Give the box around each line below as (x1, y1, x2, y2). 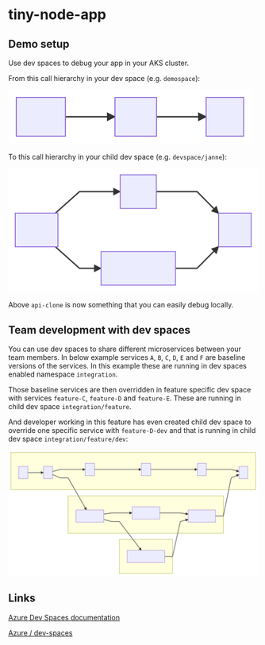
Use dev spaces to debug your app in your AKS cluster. (8, 58, 189, 68)
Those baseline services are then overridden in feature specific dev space (8, 385, 252, 395)
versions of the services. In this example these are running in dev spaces (8, 361, 248, 371)
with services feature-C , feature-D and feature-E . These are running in (8, 393, 242, 403)
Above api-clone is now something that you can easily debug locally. (8, 300, 234, 310)
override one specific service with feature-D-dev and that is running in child (8, 426, 256, 435)
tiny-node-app (8, 6, 107, 24)
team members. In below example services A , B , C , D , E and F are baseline (8, 353, 246, 362)
